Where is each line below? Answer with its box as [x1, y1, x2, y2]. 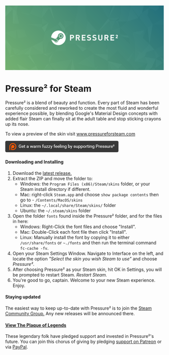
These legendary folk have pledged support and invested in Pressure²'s [5, 333, 154, 339]
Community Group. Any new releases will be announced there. [5, 311, 135, 317]
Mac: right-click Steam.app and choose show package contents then [20, 191, 159, 197]
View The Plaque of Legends [5, 322, 66, 328]
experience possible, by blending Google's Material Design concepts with [5, 110, 158, 116]
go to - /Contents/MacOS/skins [20, 197, 83, 203]
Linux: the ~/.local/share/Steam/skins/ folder [20, 202, 116, 208]
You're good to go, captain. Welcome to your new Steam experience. [12, 277, 156, 283]
